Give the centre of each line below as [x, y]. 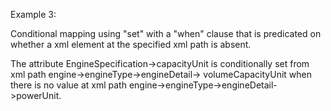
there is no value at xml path [68, 85]
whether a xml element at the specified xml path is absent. [131, 44]
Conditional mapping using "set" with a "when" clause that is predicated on [166, 33]
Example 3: [33, 14]
